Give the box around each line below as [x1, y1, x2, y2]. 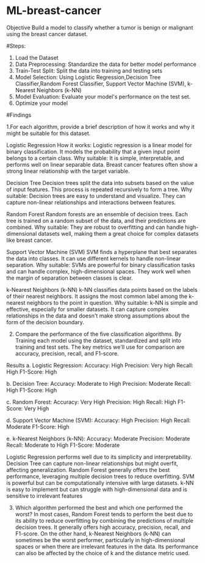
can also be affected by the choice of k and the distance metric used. [15, 549, 190, 556]
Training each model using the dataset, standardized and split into [15, 336, 182, 344]
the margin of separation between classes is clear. [6, 274, 133, 281]
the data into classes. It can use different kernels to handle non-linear [6, 255, 181, 262]
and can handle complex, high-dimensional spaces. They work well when [6, 267, 191, 275]
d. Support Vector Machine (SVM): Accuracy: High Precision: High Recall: [6, 416, 191, 424]
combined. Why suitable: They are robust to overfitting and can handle [6, 223, 184, 231]
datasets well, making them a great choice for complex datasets [38, 230, 199, 237]
